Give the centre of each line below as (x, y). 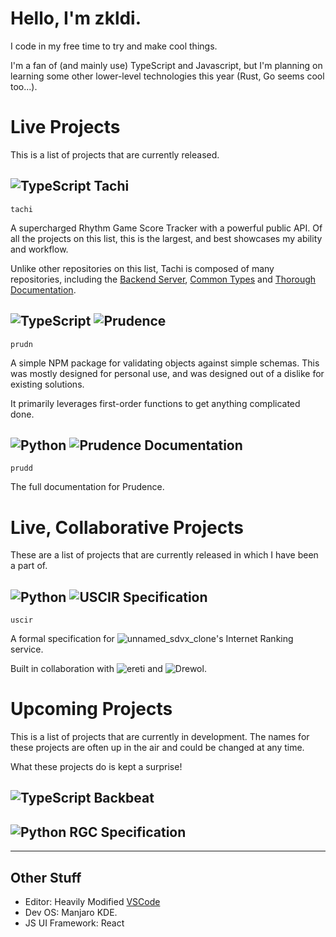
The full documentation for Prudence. (87, 487)
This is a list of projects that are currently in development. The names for (160, 736)
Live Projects (65, 127)
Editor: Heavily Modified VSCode (92, 902)
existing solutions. (47, 384)
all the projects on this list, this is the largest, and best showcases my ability (166, 238)
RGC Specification (128, 832)
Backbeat (124, 798)
